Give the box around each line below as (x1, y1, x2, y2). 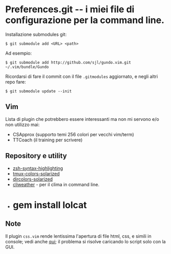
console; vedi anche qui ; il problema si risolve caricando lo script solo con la (5, 238, 166, 244)
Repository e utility (5, 151, 67, 160)
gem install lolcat (12, 199, 87, 211)
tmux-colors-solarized (12, 170, 60, 176)
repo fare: (5, 79, 27, 85)
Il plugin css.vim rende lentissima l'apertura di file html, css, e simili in (5, 233, 152, 239)
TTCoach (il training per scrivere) (12, 137, 83, 143)
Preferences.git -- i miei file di (5, 4, 135, 15)
